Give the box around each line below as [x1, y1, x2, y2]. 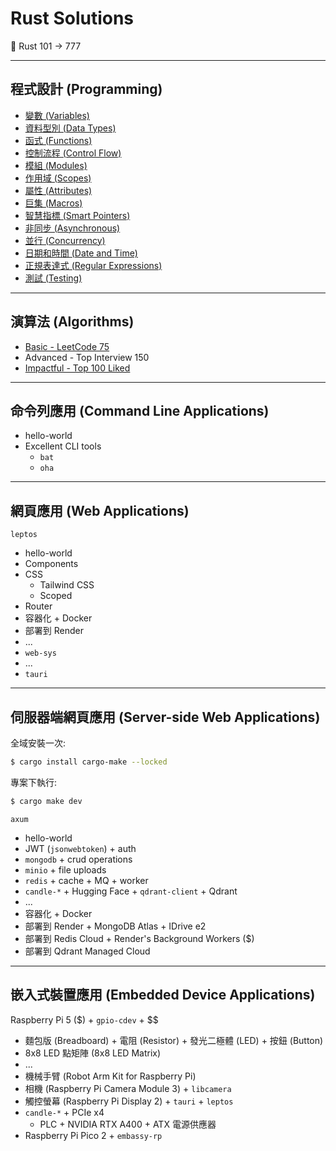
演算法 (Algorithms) [10, 313, 135, 331]
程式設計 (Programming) [10, 81, 163, 98]
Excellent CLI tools [24, 440, 102, 452]
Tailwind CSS [39, 579, 95, 591]
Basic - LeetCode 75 [24, 340, 110, 352]
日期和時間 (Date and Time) [24, 247, 138, 259]
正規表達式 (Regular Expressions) [24, 259, 163, 271]
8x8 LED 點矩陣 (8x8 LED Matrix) [24, 1047, 162, 1059]
